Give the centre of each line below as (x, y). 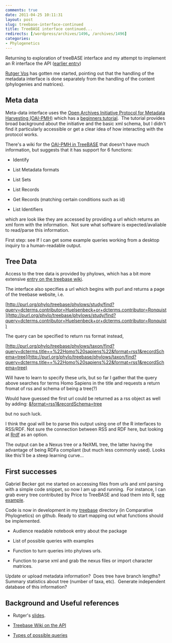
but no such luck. (24, 414)
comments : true (21, 10)
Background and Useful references (62, 603)
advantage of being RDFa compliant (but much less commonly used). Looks (85, 450)
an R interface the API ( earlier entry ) (44, 63)
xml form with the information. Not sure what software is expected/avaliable (86, 224)
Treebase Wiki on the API (39, 625)
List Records (26, 189)
